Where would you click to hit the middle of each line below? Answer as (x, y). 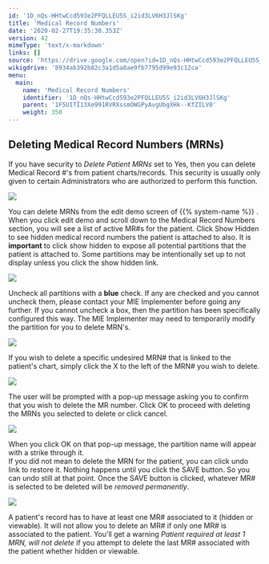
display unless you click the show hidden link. (84, 262)
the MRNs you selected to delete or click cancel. (88, 414)
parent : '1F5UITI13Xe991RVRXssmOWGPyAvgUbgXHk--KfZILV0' (120, 105)
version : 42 (28, 38)
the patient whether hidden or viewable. (74, 551)
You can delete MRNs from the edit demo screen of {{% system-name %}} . (133, 211)
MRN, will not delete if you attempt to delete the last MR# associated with (129, 542)
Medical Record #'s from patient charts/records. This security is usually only (134, 172)
